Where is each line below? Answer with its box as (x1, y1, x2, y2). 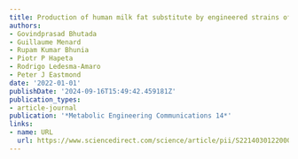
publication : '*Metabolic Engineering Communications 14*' (9, 111, 232, 120)
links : (9, 120, 34, 129)
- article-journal (9, 103, 77, 112)
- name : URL (9, 128, 53, 137)
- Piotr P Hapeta (9, 54, 74, 63)
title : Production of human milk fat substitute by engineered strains (9, 12, 279, 22)
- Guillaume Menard (9, 37, 82, 47)
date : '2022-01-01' (9, 79, 82, 87)
